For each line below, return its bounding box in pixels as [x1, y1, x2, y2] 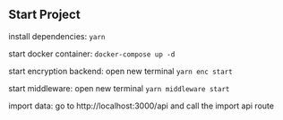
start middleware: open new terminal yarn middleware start [8, 82, 230, 93]
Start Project [8, 7, 81, 22]
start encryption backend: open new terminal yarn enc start [8, 65, 234, 76]
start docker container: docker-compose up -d [8, 48, 176, 59]
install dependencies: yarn [8, 30, 106, 41]
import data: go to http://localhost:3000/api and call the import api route [8, 100, 275, 111]
